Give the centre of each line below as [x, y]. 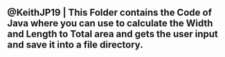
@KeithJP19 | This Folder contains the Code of [110, 13]
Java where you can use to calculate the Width [110, 24]
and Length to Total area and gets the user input [112, 34]
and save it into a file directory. [75, 45]
